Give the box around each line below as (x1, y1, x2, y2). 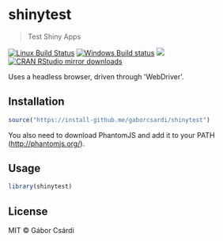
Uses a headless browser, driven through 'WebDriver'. (8, 71, 184, 81)
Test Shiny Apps (27, 32, 81, 41)
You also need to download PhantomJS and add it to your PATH (8, 130, 215, 140)
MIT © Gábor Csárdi (8, 226, 75, 235)
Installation (8, 95, 65, 109)
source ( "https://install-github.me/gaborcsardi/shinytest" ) (8, 116, 211, 124)
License (8, 205, 48, 218)
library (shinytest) (8, 182, 73, 191)
